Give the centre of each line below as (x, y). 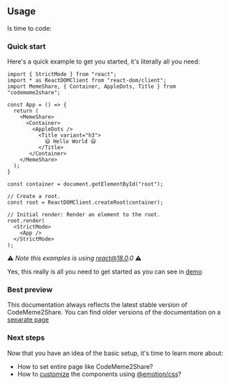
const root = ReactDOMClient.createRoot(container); (85, 203)
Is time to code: (30, 28)
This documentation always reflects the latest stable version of (97, 305)
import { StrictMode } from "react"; (62, 75)
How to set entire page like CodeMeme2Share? (85, 366)
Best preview (30, 290)
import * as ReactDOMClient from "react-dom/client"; (87, 81)
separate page (28, 319)
